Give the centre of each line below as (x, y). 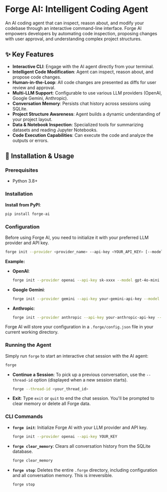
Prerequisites (22, 170)
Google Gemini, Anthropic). (40, 98)
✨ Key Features (29, 54)
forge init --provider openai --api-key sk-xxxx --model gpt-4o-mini (86, 280)
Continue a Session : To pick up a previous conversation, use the (79, 375)
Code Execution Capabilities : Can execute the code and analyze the (83, 135)
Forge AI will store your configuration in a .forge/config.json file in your (79, 327)
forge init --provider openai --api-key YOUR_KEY (65, 436)
